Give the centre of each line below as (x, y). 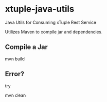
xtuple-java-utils (40, 9)
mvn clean (15, 95)
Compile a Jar (26, 47)
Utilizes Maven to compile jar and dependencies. (54, 32)
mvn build (15, 59)
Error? (15, 74)
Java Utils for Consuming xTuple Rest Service (51, 22)
